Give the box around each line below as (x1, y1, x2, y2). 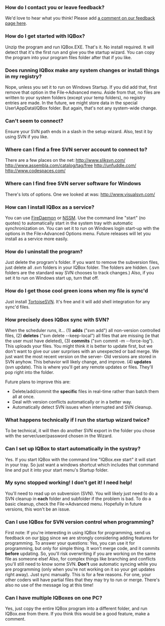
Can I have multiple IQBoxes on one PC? (5, 594, 102, 601)
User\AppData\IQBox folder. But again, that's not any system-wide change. (5, 105, 158, 111)
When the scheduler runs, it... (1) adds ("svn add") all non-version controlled (5, 327, 161, 333)
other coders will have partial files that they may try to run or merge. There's (5, 577, 160, 583)
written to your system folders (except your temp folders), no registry (5, 94, 146, 100)
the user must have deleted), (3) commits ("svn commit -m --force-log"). (5, 337, 154, 344)
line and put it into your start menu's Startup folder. (5, 467, 109, 473)
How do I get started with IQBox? (5, 33, 85, 39)
